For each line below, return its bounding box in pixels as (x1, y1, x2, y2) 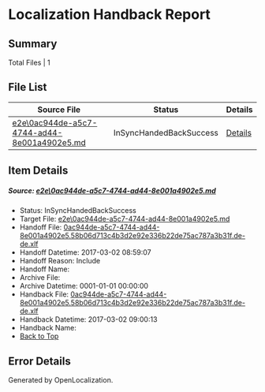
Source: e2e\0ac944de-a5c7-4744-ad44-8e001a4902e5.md (8, 185, 217, 195)
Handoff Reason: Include (19, 256, 101, 266)
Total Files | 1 (8, 58, 50, 67)
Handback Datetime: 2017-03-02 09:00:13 (19, 315, 158, 324)
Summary (8, 37, 58, 50)
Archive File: (19, 273, 61, 282)
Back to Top (19, 331, 59, 341)
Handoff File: (19, 222, 62, 232)
